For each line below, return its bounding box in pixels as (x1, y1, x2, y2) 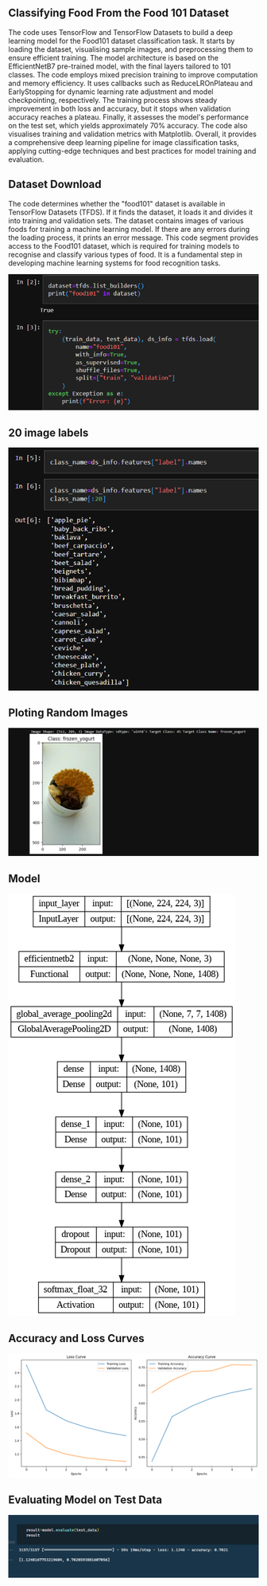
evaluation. (8, 155, 44, 164)
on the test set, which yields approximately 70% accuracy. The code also (8, 120, 248, 130)
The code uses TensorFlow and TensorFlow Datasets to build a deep (8, 27, 233, 37)
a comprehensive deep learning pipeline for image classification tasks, (8, 137, 240, 147)
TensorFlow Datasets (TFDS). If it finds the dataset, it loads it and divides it (8, 207, 253, 217)
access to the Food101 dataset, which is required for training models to (8, 241, 240, 250)
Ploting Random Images (8, 706, 129, 720)
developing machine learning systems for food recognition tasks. (8, 258, 221, 268)
